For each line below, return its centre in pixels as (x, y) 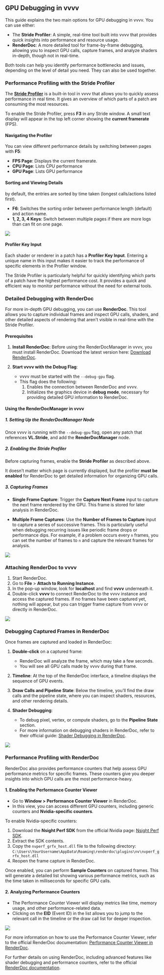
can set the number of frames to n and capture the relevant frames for (83, 540)
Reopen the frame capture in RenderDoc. (54, 861)
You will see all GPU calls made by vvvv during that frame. (78, 666)
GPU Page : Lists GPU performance (47, 171)
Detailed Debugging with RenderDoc (49, 298)
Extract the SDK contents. (38, 841)
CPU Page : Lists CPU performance (47, 166)
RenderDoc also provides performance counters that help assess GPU (76, 768)
